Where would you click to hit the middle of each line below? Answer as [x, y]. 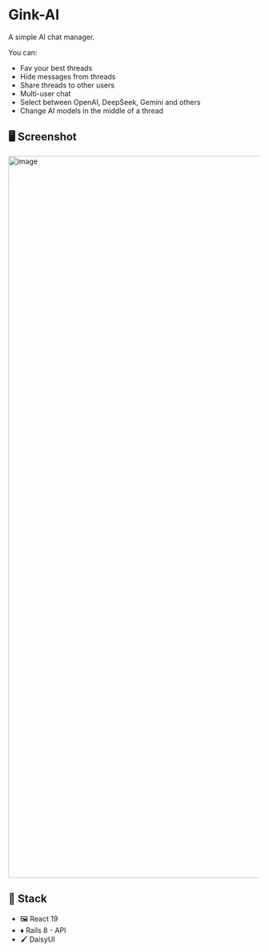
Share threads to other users [67, 85]
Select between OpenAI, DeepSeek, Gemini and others [110, 102]
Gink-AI [34, 15]
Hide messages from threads [68, 76]
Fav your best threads [56, 68]
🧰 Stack [28, 899]
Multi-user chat [45, 93]
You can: [23, 52]
